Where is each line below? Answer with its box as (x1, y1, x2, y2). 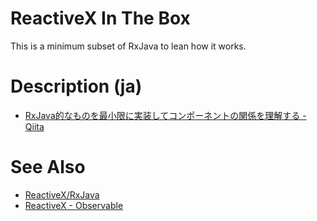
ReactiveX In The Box (10, 7, 191, 30)
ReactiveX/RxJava (24, 188, 100, 201)
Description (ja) (10, 75, 143, 98)
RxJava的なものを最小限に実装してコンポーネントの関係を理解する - (24, 109, 307, 121)
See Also (10, 156, 86, 179)
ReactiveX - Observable (24, 199, 124, 211)
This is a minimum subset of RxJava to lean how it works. (10, 40, 247, 52)
